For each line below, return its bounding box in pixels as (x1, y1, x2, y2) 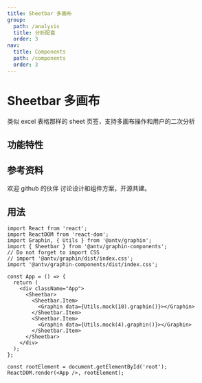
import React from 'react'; (7, 225, 88, 232)
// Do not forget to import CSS (7, 249, 100, 256)
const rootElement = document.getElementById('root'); (7, 363, 168, 370)
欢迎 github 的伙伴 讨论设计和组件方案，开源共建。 (7, 184, 151, 193)
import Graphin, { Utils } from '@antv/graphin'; (7, 237, 153, 244)
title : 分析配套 (13, 29, 56, 36)
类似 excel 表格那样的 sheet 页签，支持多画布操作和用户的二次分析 (7, 117, 196, 125)
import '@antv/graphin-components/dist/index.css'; (7, 261, 158, 268)
